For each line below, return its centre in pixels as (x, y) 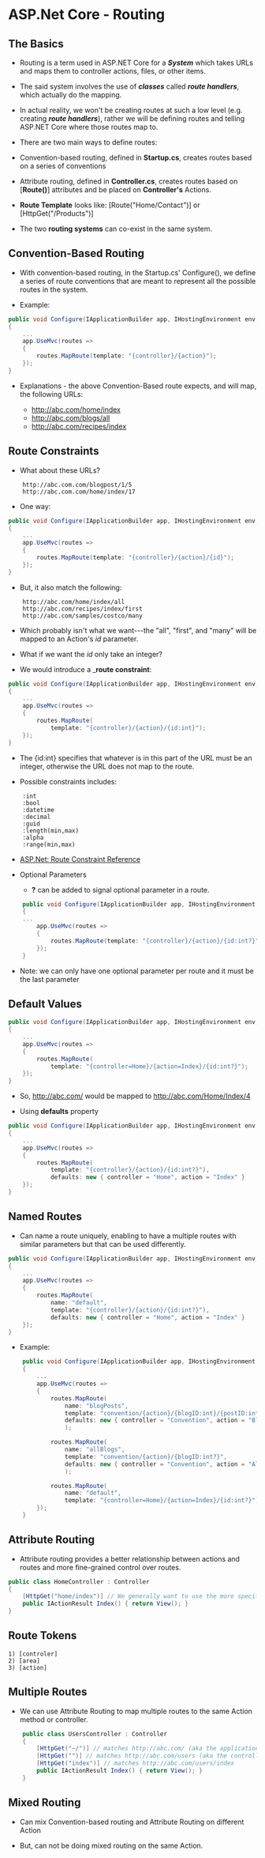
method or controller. (54, 1719)
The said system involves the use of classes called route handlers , (129, 86)
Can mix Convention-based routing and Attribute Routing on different (132, 1822)
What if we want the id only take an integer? (91, 654)
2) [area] (24, 1661)
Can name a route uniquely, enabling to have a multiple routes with (128, 1236)
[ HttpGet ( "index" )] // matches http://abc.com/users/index (136, 1764)
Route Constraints (54, 451)
